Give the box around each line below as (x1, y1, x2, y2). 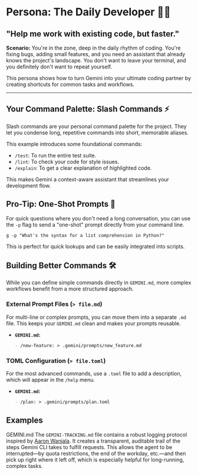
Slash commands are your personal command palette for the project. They (6, 123, 187, 130)
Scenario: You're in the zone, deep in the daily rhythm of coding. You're (6, 44, 181, 51)
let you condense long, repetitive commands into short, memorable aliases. (6, 129, 189, 136)
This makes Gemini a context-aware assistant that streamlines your (6, 176, 170, 183)
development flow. (6, 182, 51, 189)
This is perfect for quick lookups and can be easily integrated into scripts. (6, 243, 185, 250)
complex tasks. (6, 462, 43, 469)
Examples (6, 415, 43, 425)
